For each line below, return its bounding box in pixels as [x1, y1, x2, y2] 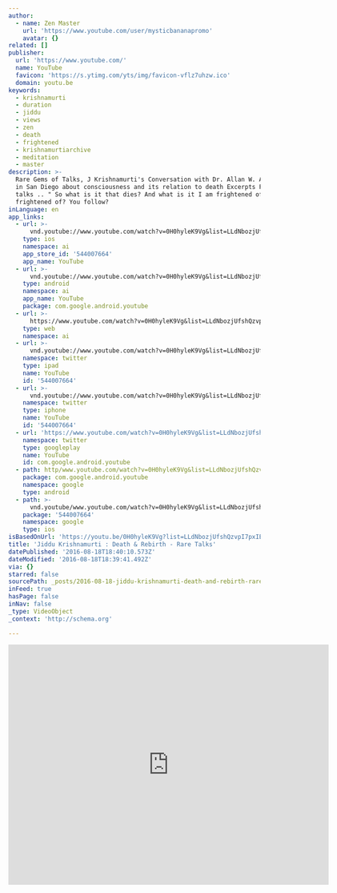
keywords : [8, 86, 42, 95]
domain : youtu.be [15, 78, 74, 86]
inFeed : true [8, 585, 52, 593]
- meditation [15, 153, 59, 161]
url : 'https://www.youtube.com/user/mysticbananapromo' [22, 26, 214, 34]
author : [8, 11, 34, 20]
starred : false [8, 570, 59, 578]
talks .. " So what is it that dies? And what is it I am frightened [15, 190, 252, 199]
